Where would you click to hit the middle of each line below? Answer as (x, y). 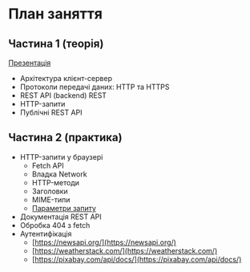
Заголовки (50, 191)
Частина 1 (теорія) (56, 44)
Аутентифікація (46, 233)
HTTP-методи (56, 182)
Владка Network (59, 174)
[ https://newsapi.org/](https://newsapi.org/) (104, 242)
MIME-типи (51, 199)
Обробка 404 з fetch (55, 225)
